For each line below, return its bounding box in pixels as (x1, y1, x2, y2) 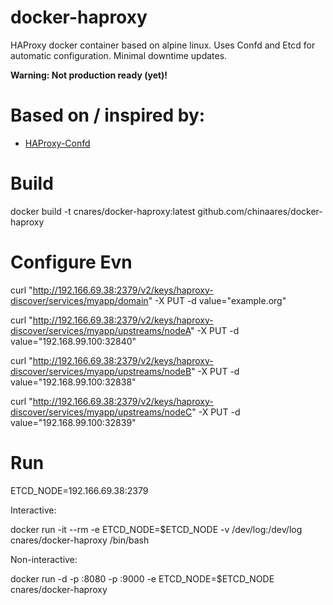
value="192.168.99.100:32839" (10, 416, 137, 428)
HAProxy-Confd (24, 137, 91, 149)
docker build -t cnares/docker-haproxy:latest (10, 205, 196, 217)
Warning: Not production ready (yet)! (10, 69, 168, 81)
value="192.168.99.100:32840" (10, 335, 137, 347)
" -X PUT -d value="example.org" (148, 294, 287, 306)
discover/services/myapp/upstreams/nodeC (10, 406, 193, 418)
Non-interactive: (10, 553, 78, 565)
